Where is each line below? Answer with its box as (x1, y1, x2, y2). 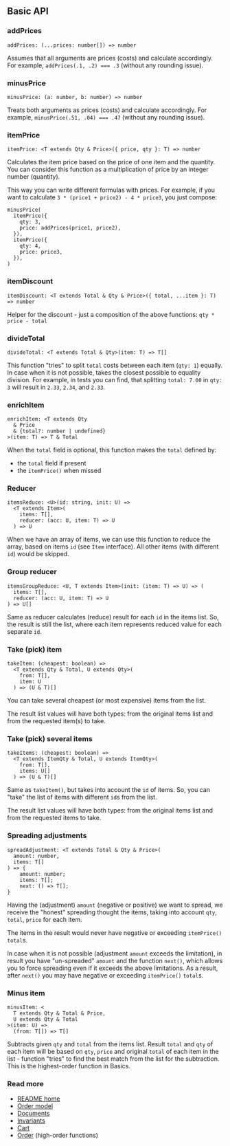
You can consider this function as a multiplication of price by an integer (7, 165, 209, 174)
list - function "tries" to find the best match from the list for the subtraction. (7, 1055, 220, 1063)
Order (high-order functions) (16, 1131, 98, 1140)
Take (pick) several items (7, 734, 93, 743)
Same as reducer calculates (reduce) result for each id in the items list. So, (7, 613, 220, 621)
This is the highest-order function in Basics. (7, 1061, 131, 1070)
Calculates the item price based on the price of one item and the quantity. (7, 158, 216, 166)
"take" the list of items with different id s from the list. (7, 793, 157, 802)
